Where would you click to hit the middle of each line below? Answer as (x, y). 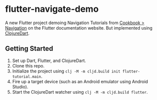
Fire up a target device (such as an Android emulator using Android (80, 81)
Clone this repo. (28, 66)
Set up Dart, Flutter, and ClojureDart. (49, 61)
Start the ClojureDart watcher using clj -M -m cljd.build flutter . (80, 92)
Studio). (20, 87)
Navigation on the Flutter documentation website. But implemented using (79, 28)
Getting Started (29, 49)
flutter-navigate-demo (52, 9)
